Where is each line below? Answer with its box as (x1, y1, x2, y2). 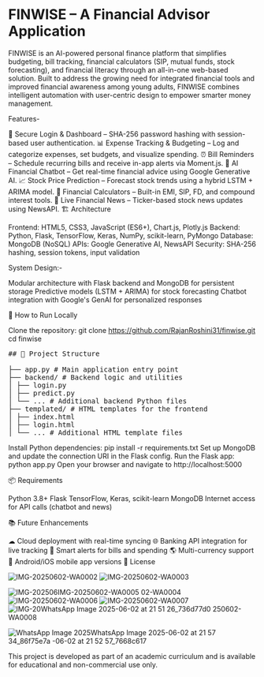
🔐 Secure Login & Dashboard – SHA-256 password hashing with (8, 129, 216, 139)
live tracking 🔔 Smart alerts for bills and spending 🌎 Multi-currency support (8, 545, 255, 555)
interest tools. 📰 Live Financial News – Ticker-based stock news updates (8, 195, 244, 204)
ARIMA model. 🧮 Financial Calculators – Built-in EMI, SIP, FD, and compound (8, 187, 255, 196)
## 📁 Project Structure (8, 349, 100, 358)
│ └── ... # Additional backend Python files (8, 396, 188, 406)
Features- (8, 114, 40, 123)
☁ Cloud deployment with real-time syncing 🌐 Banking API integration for (8, 536, 247, 545)
